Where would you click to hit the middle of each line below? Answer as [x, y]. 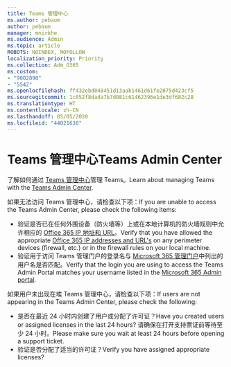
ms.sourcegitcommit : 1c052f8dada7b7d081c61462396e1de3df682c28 [101, 98]
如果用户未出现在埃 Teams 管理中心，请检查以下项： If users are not [104, 294]
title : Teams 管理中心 [38, 14]
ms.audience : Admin [35, 39]
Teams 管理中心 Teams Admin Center [115, 159]
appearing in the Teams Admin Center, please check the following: [102, 302]
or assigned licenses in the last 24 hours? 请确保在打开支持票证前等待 [117, 325]
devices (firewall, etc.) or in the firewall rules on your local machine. [114, 248]
